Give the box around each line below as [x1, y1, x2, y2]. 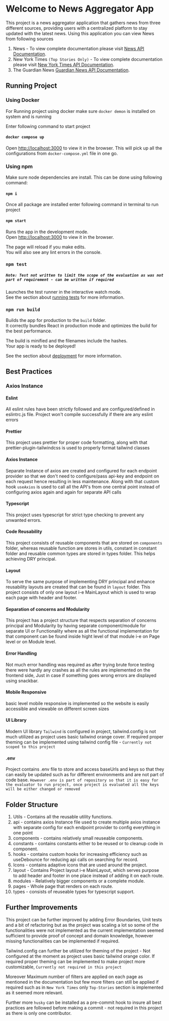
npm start [6, 218, 27, 223]
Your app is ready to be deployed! [6, 343, 76, 349]
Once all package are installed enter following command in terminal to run [6, 201, 159, 208]
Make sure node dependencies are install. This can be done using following [6, 174, 162, 180]
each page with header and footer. [6, 595, 77, 601]
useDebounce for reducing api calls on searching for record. [13, 857, 139, 863]
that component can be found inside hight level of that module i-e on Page [6, 633, 160, 640]
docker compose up [6, 134, 44, 140]
